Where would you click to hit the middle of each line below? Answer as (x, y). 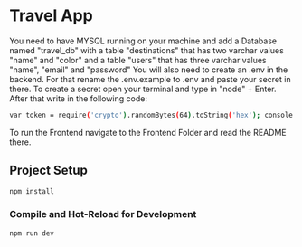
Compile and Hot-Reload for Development (103, 214)
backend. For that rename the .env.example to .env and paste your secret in (150, 79)
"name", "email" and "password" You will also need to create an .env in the (149, 70)
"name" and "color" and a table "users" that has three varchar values (138, 60)
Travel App (51, 16)
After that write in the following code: (78, 98)
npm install (32, 191)
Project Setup (49, 171)
